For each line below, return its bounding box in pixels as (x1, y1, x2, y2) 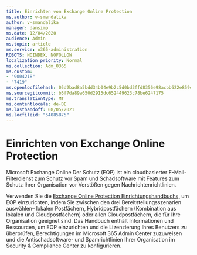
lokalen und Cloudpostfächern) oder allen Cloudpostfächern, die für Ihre (6, 211, 181, 218)
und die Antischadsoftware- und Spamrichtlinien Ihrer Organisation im (6, 236, 175, 243)
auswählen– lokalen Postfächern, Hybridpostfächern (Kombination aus (6, 205, 176, 212)
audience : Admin (6, 36, 46, 42)
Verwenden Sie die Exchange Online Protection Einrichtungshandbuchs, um (6, 192, 189, 199)
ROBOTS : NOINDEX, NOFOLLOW (6, 52, 72, 58)
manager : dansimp (6, 25, 49, 31)
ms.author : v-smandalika (6, 14, 67, 20)
